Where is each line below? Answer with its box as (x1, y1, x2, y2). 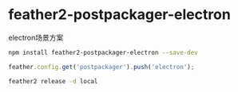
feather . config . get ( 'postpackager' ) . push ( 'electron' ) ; (8, 63, 195, 71)
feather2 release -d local (8, 77, 98, 85)
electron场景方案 (8, 33, 64, 42)
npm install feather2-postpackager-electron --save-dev (8, 48, 198, 56)
